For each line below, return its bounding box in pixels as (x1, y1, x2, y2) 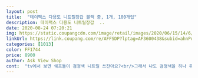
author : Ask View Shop (6, 57, 62, 63)
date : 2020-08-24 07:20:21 (6, 25, 72, 31)
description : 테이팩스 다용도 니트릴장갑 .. (6, 19, 105, 25)
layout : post (6, 8, 38, 15)
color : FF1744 (6, 47, 41, 53)
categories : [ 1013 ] (6, 42, 54, 48)
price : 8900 (6, 52, 35, 58)
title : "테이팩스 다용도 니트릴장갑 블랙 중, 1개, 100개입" (6, 14, 137, 20)
